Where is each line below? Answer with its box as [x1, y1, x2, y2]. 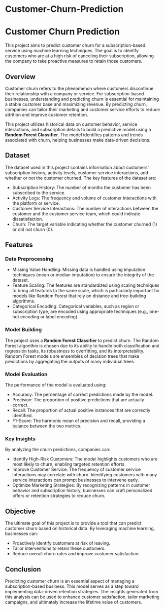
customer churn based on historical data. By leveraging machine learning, [5, 526, 155, 532]
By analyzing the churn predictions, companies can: [5, 447, 111, 453]
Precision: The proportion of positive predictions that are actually [12, 397, 144, 403]
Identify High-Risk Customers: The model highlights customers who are [12, 456, 158, 462]
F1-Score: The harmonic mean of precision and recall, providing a [12, 418, 145, 424]
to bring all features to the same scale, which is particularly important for [12, 288, 160, 294]
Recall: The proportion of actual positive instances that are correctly [12, 407, 151, 413]
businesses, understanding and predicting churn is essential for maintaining [5, 96, 159, 102]
